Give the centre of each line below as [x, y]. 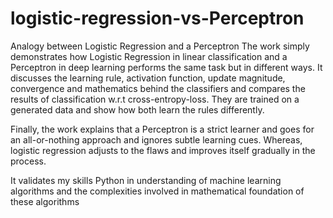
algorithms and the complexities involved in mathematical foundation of [157, 191]
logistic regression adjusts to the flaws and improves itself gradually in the [163, 150]
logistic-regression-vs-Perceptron [157, 18]
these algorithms [45, 201]
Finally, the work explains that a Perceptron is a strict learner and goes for [162, 129]
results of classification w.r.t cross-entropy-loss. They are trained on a [155, 99]
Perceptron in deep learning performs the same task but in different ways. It [166, 67]
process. [28, 161]
